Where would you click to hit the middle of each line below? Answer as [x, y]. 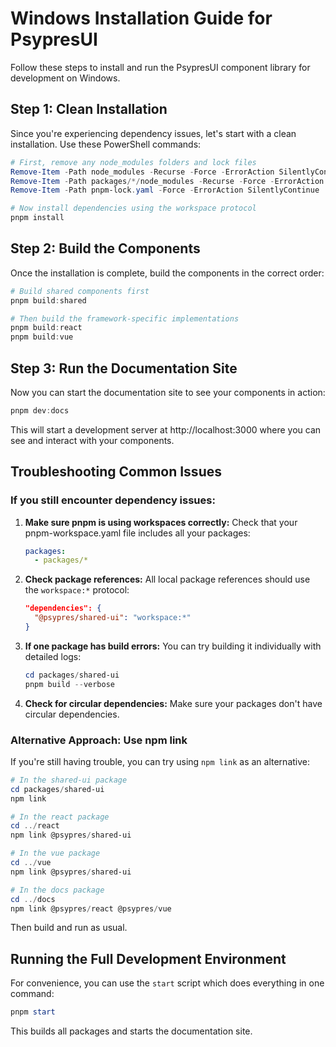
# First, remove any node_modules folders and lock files [133, 162]
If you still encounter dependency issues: [113, 500]
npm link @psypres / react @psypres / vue [91, 908]
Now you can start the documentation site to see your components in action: [168, 392]
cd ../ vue [31, 863]
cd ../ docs [33, 899]
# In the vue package [55, 853]
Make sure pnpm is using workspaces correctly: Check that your [161, 522]
